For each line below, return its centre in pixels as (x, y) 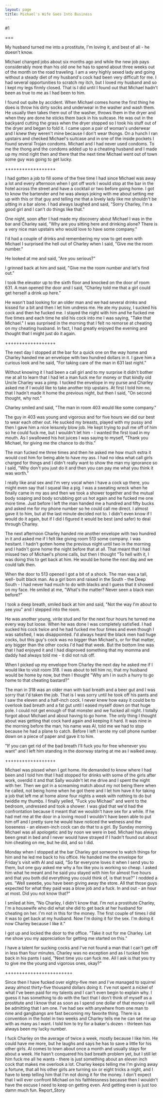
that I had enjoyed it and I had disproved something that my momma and (77, 650)
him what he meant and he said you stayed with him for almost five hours (78, 873)
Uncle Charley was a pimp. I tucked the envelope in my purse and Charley (79, 382)
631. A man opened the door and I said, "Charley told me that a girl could (78, 287)
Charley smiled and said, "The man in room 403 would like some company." (81, 407)
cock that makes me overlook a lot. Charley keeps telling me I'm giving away (81, 1064)
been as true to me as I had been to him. (45, 93)
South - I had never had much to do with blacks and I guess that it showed (79, 584)
